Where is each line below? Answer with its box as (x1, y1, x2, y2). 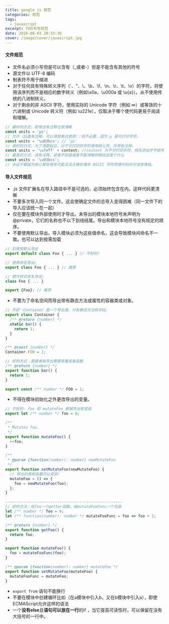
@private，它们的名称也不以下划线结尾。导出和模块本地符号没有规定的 (12, 218, 159, 224)
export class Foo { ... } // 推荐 (5, 265, 76, 270)
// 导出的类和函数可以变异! (10, 472, 60, 477)
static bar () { (10, 322, 42, 327)
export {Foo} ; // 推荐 (5, 288, 51, 293)
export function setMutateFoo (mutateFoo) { (5, 569, 98, 574)
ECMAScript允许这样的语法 (12, 601, 69, 607)
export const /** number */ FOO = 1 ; (5, 387, 84, 392)
